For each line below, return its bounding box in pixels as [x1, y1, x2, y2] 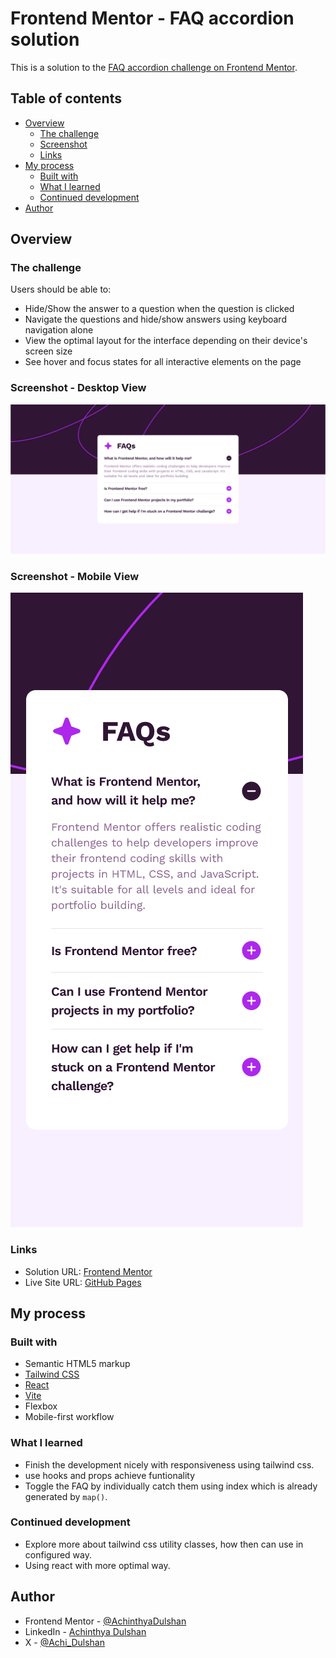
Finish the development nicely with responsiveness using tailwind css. [24, 1458, 315, 1471]
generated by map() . [24, 1490, 108, 1502]
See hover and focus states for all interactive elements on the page [24, 356, 302, 368]
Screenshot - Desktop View [10, 381, 147, 395]
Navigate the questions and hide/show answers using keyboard [24, 313, 287, 326]
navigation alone [24, 324, 94, 336]
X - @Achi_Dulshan [24, 1636, 105, 1648]
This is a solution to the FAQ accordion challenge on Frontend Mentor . [10, 61, 298, 73]
